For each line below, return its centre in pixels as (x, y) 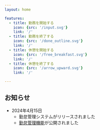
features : (15, 18)
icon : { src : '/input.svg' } (41, 27)
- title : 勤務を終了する (32, 37)
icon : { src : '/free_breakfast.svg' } (50, 55)
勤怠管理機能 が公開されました (49, 123)
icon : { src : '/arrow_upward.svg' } (48, 68)
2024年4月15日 (27, 111)
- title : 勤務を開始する (32, 23)
